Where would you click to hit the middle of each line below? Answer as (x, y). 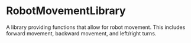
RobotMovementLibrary (66, 11)
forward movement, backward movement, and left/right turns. (81, 33)
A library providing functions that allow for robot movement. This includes (96, 27)
